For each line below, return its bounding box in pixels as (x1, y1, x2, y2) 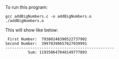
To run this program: (5, 4, 48, 10)
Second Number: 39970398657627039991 (5, 41, 87, 46)
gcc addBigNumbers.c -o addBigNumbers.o (5, 14, 92, 19)
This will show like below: (5, 27, 58, 33)
